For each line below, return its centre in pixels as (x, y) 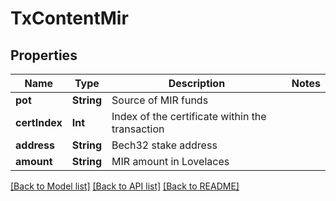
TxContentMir (69, 18)
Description (197, 83)
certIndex (39, 122)
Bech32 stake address (164, 145)
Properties (44, 55)
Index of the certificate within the (189, 116)
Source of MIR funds (160, 100)
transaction (138, 129)
